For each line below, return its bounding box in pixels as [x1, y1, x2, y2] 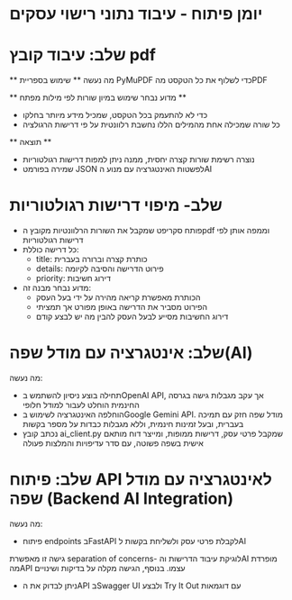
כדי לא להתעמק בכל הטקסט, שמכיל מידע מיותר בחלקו [22, 110, 208, 121]
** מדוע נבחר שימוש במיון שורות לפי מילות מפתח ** [9, 92, 187, 103]
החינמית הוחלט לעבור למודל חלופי [22, 400, 140, 410]
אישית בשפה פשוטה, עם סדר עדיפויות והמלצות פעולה [22, 438, 205, 449]
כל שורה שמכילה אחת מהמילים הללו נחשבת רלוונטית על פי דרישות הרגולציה [22, 119, 281, 130]
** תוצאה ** [9, 137, 52, 148]
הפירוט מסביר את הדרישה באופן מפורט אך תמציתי [35, 302, 208, 313]
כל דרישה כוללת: [22, 244, 79, 255]
